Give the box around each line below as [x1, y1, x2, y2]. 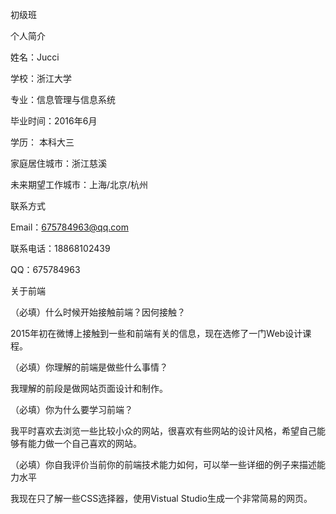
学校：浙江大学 [10, 73, 72, 84]
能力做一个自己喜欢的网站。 [27, 438, 142, 449]
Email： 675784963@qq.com [10, 221, 129, 233]
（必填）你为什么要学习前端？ [10, 404, 133, 415]
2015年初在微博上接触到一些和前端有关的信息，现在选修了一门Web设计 [10, 328, 303, 339]
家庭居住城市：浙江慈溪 [10, 158, 107, 169]
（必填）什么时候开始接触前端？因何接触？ [10, 306, 186, 318]
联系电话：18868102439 [10, 243, 111, 254]
